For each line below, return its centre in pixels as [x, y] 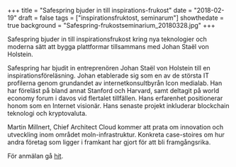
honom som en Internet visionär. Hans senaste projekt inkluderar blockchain [118, 106]
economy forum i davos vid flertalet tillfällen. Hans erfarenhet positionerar [115, 98]
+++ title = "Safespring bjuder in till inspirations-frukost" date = [100, 10]
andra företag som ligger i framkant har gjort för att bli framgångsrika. [109, 142]
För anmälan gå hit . [35, 156]
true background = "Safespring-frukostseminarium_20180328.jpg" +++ [112, 25]
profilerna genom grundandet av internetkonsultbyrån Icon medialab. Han [115, 83]
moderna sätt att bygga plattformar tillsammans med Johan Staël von [108, 47]
